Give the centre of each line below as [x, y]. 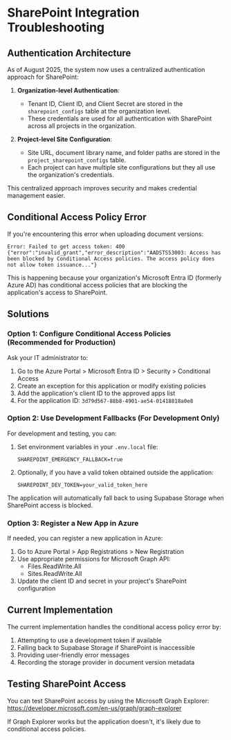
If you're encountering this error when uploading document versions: [105, 234]
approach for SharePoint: [43, 77]
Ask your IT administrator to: [48, 357]
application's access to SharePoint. [57, 292]
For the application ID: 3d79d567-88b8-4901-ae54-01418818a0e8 [105, 400]
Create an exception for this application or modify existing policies [111, 386]
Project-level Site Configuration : [65, 139]
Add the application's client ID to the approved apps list [96, 393]
